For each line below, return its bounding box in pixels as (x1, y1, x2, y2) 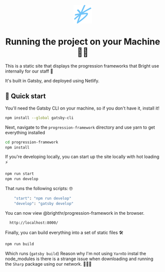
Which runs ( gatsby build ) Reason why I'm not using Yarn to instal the (5, 250, 146, 256)
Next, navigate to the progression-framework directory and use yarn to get (5, 124, 155, 130)
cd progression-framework (5, 140, 58, 145)
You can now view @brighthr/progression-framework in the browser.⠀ (5, 210, 148, 216)
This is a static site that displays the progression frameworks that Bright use (5, 63, 159, 69)
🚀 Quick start (5, 92, 46, 101)
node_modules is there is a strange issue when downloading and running (5, 256, 154, 262)
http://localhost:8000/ (9, 220, 58, 225)
